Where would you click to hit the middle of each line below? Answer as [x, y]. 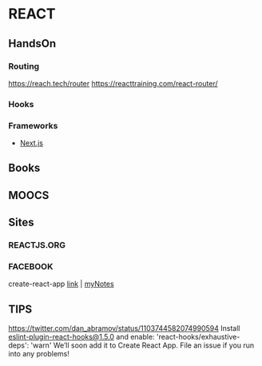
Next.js [32, 143]
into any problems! [39, 354]
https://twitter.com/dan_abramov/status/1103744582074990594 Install [124, 328]
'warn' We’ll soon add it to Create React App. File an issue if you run [143, 345]
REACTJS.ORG [37, 245]
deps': [19, 345]
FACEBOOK [31, 267]
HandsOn [32, 44]
